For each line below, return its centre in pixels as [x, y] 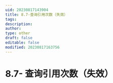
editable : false [22, 43]
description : [19, 24]
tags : [11, 19]
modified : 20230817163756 [32, 47]
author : [13, 29]
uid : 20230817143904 [27, 10]
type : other [18, 33]
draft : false [19, 38]
